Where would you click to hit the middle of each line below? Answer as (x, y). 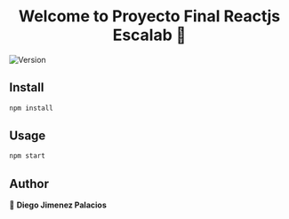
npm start (28, 156)
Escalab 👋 (149, 35)
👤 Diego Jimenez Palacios (58, 205)
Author (29, 184)
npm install (31, 108)
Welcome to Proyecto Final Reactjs (149, 16)
